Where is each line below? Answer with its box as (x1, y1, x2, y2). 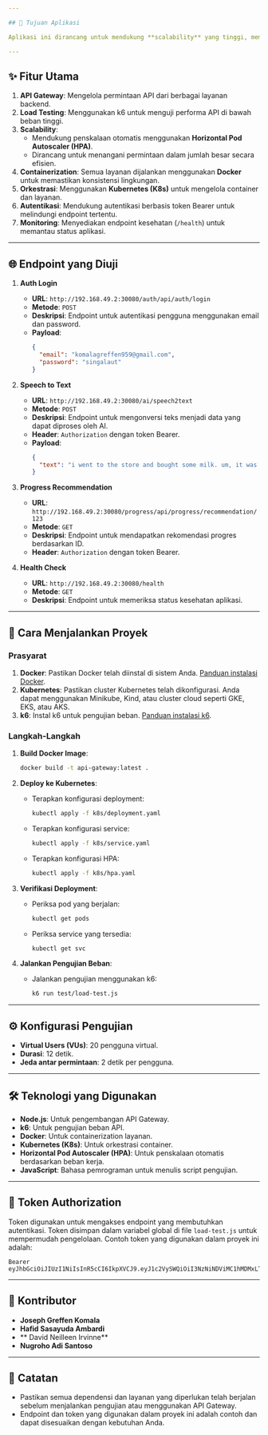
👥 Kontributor (8, 1294, 77, 1308)
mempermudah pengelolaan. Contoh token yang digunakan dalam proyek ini (8, 1234, 259, 1243)
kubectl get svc (31, 944, 86, 953)
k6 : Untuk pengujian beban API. (19, 1123, 125, 1132)
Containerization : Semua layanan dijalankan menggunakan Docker (19, 167, 242, 176)
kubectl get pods (31, 914, 90, 922)
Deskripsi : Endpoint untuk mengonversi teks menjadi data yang (31, 412, 241, 422)
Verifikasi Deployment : (19, 883, 98, 893)
